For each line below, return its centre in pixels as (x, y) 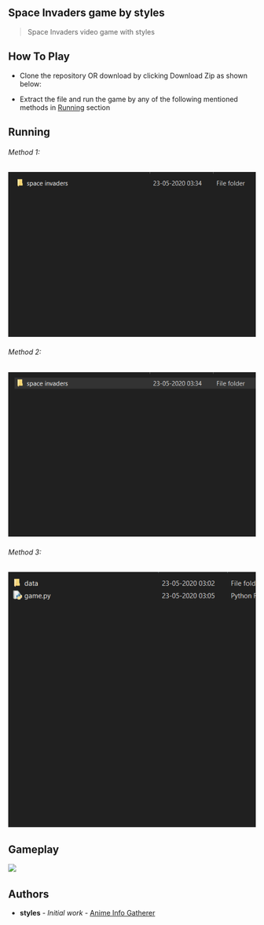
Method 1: (24, 152)
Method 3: (25, 552)
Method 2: (25, 352)
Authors (29, 894)
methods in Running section (65, 107)
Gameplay (34, 849)
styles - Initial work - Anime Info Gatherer (87, 913)
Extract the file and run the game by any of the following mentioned (128, 99)
